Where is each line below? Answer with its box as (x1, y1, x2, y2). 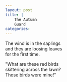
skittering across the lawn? (5, 67, 61, 73)
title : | (5, 12, 24, 17)
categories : (5, 26, 30, 32)
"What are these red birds (5, 61, 59, 67)
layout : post (5, 7, 33, 13)
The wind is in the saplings (5, 40, 61, 46)
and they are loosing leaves (5, 46, 62, 52)
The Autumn (14, 17, 37, 22)
